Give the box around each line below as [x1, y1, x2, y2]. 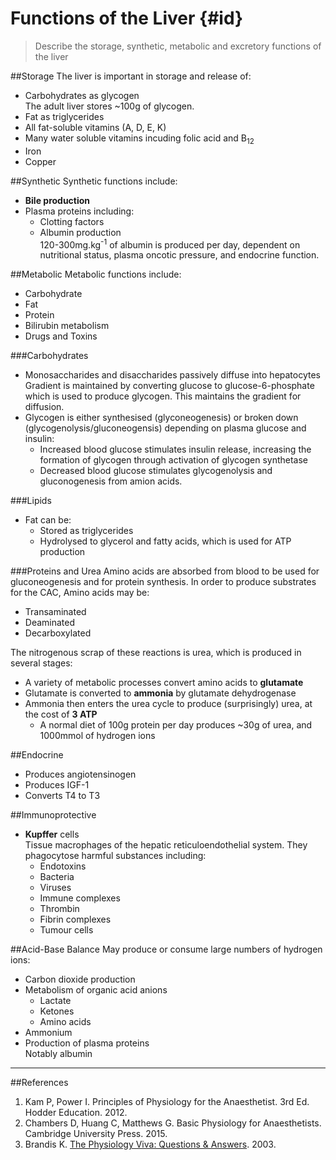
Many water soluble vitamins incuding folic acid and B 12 [24, 132, 255, 146]
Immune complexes [39, 892, 121, 904]
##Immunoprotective [10, 809, 97, 821]
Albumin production [39, 226, 122, 238]
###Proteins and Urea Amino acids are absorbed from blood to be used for [10, 565, 320, 577]
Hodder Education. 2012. [24, 1107, 128, 1119]
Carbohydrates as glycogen [24, 89, 140, 101]
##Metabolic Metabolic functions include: [10, 268, 182, 281]
